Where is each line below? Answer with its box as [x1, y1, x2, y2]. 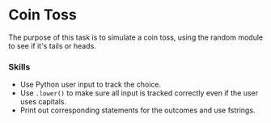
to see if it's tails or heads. [8, 40, 97, 50]
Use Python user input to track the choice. [19, 79, 162, 90]
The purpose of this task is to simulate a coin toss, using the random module [8, 32, 264, 42]
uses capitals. [19, 97, 67, 107]
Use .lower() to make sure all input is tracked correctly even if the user [19, 88, 259, 98]
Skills [8, 61, 31, 72]
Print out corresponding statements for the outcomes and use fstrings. [19, 105, 256, 115]
